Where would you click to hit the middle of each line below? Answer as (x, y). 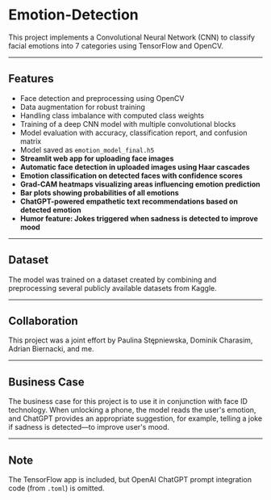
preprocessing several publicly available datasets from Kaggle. (113, 288)
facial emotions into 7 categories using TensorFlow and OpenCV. (116, 45)
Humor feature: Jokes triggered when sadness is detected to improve (139, 218)
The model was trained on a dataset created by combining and (113, 279)
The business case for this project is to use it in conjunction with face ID (128, 401)
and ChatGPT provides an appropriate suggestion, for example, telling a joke (135, 418)
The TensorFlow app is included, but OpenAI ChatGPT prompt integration (130, 479)
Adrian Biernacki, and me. (51, 349)
